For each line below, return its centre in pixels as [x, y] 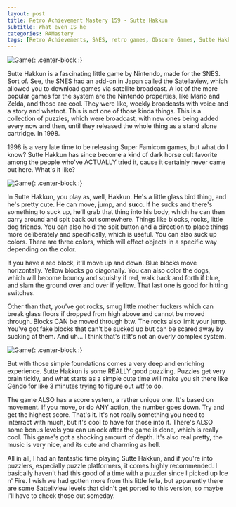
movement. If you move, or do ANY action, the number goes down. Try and [116, 407]
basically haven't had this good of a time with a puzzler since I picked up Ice [118, 473]
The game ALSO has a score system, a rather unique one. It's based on [111, 400]
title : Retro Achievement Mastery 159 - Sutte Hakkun [88, 20]
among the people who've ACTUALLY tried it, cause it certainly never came [117, 162]
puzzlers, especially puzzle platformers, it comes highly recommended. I [112, 466]
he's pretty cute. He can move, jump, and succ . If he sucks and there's [110, 204]
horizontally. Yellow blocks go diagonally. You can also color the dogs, [109, 270]
